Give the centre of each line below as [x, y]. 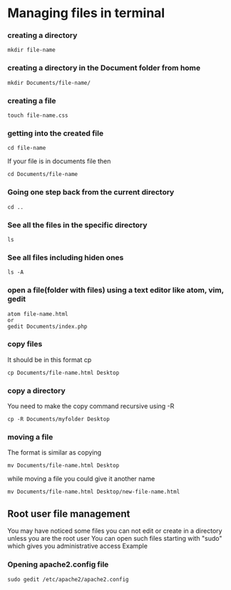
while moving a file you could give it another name [81, 479]
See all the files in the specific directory [77, 224]
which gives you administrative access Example [78, 546]
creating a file [32, 100]
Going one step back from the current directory [91, 192]
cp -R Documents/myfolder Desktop [59, 419]
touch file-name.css [38, 115]
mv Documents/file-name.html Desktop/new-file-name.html [94, 492]
